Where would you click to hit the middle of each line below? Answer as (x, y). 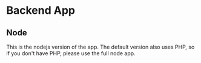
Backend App (41, 10)
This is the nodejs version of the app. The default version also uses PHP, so (100, 47)
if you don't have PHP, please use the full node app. (71, 53)
